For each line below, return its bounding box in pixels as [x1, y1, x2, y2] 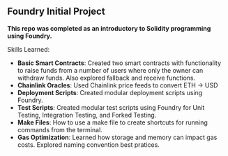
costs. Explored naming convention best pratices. [17, 140, 160, 149]
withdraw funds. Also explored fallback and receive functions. [17, 73, 196, 82]
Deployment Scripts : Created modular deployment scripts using [17, 88, 203, 97]
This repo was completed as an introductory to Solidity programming [7, 24, 211, 32]
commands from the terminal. [17, 125, 102, 134]
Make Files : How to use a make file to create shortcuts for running [17, 118, 208, 127]
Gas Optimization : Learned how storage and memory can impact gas [17, 133, 218, 141]
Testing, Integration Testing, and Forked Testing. [17, 111, 157, 119]
